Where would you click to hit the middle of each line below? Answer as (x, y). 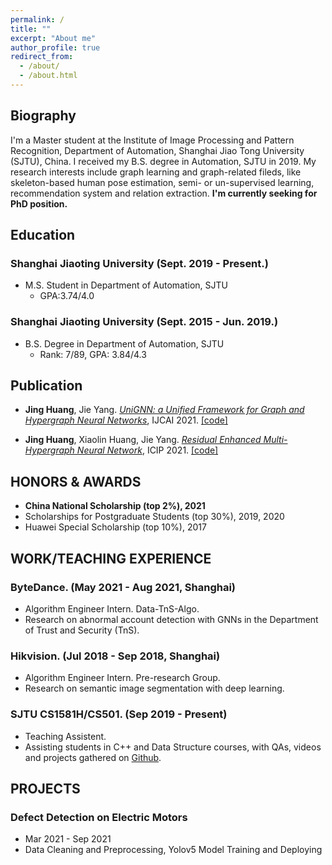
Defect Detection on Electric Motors (99, 817)
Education (43, 235)
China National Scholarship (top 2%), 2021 (115, 506)
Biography (43, 116)
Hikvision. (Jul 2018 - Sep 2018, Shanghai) (115, 656)
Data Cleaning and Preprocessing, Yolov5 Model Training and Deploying (173, 850)
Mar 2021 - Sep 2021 (68, 839)
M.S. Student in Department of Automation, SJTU (126, 285)
